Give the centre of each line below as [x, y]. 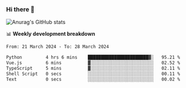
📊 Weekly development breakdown [51, 34]
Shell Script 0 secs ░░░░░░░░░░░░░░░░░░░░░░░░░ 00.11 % [93, 74]
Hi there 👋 [21, 9]
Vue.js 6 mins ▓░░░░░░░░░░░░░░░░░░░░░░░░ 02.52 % [93, 63]
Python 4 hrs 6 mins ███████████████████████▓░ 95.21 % [93, 57]
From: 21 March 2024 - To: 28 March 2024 [58, 47]
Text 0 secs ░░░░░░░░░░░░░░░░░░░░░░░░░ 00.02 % [93, 79]
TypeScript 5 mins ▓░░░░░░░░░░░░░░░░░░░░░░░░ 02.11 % [93, 68]
